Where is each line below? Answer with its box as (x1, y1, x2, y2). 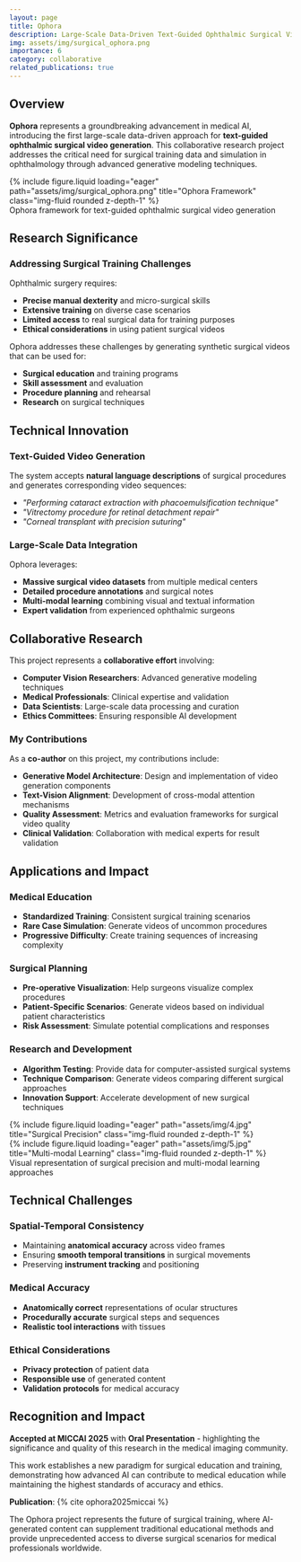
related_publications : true (9, 64, 115, 73)
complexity (21, 940, 64, 950)
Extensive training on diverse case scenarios (21, 304, 191, 315)
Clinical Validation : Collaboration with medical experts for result (21, 828, 260, 839)
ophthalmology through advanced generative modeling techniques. (9, 158, 258, 169)
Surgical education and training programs (21, 368, 179, 379)
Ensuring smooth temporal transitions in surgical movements (21, 1249, 251, 1260)
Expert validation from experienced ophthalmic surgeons (21, 605, 236, 616)
